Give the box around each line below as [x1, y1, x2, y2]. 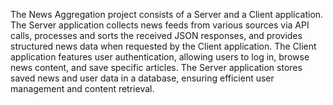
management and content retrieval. [10, 83, 155, 94]
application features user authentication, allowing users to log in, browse [10, 51, 310, 63]
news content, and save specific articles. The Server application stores [10, 62, 303, 73]
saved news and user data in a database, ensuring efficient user [10, 72, 275, 84]
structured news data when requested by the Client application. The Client [10, 40, 317, 52]
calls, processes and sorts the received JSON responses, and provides [10, 30, 303, 41]
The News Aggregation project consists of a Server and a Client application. [10, 9, 324, 20]
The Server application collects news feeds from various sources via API [10, 19, 310, 31]
